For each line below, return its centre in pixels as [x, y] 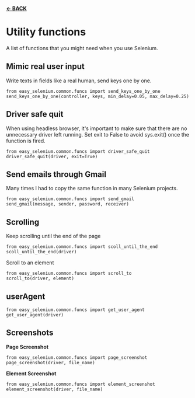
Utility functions [46, 32]
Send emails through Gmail [56, 174]
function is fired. [26, 141]
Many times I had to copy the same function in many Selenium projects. [92, 188]
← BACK [17, 8]
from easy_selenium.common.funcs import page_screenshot [77, 357]
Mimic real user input [45, 67]
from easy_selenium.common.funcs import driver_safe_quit [78, 151]
